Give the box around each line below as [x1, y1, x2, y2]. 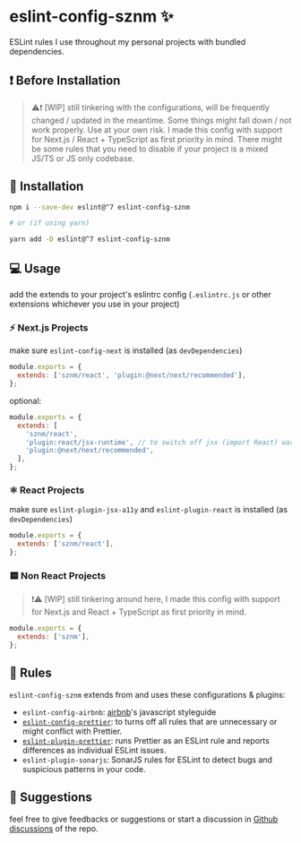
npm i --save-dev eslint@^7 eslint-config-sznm [9, 202, 191, 211]
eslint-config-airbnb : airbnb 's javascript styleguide [21, 706, 217, 718]
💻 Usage [9, 261, 61, 276]
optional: [9, 395, 42, 406]
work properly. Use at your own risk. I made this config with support [30, 124, 283, 135]
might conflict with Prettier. [21, 726, 123, 736]
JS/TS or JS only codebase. [30, 152, 135, 163]
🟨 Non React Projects [9, 569, 106, 581]
